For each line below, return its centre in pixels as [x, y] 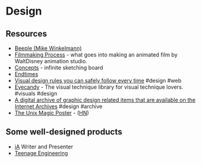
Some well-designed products [64, 132]
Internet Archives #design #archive [58, 106]
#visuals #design [36, 93]
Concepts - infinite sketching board [59, 68]
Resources [26, 34]
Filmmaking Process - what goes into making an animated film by [96, 55]
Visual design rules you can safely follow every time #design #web [98, 81]
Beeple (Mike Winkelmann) [48, 48]
